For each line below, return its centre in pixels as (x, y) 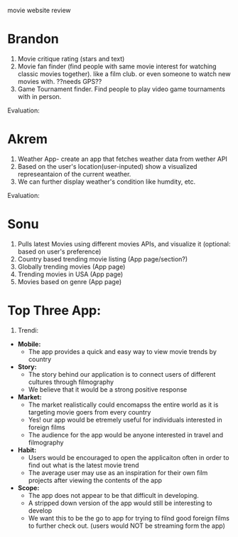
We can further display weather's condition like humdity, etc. (107, 182)
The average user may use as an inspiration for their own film (118, 472)
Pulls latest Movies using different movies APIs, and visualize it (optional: (124, 244)
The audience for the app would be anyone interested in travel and (126, 434)
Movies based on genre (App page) (70, 281)
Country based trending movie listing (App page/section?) (103, 259)
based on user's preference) (59, 251)
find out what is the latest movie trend (84, 465)
